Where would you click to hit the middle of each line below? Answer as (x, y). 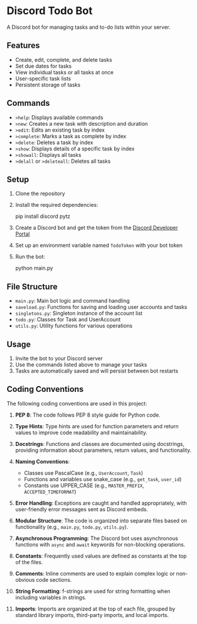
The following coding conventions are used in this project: (77, 403)
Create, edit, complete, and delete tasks (64, 59)
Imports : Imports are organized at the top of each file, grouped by (95, 609)
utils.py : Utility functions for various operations (74, 326)
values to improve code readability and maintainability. (81, 432)
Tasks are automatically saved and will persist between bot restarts (97, 371)
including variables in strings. (51, 597)
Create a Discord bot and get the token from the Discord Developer (96, 228)
